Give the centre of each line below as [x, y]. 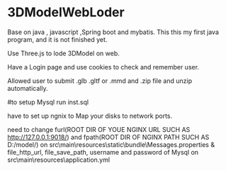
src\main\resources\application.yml [59, 160]
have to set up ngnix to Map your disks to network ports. [90, 116]
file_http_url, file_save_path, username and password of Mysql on [103, 152]
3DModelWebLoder [66, 12]
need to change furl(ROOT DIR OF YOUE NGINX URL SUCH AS [99, 129]
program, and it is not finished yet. [57, 39]
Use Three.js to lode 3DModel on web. [63, 53]
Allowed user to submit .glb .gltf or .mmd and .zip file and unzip [100, 81]
